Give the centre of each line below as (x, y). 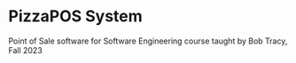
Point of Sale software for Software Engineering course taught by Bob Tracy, (148, 41)
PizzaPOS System (75, 16)
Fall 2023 (26, 50)
